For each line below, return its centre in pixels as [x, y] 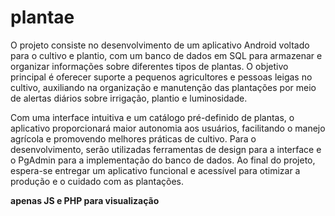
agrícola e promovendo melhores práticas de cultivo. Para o [133, 138]
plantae [42, 17]
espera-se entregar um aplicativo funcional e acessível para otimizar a [155, 170]
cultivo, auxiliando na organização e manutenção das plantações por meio [163, 87]
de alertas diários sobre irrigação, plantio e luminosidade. [129, 98]
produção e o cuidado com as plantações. [97, 181]
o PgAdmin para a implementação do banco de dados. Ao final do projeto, [163, 160]
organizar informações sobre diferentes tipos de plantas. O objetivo [149, 66]
